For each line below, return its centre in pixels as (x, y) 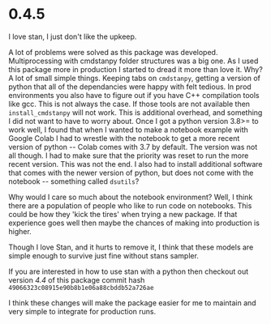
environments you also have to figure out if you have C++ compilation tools (134, 95)
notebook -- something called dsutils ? (74, 181)
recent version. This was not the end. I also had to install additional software (135, 164)
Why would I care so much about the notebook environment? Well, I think (131, 197)
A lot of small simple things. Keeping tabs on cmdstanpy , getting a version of (135, 78)
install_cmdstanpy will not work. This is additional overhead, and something (135, 112)
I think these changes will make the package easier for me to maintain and (133, 303)
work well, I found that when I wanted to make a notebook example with (129, 130)
